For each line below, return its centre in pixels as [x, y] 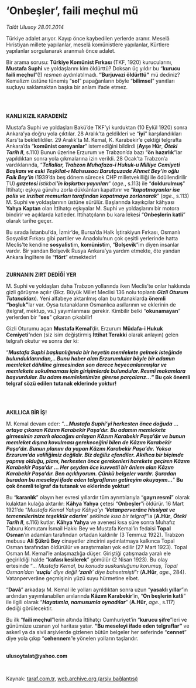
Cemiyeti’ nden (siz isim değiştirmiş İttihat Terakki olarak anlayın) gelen [92, 335]
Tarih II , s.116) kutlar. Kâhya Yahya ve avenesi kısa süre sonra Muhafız [91, 522]
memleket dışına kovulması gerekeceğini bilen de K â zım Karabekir [89, 442]
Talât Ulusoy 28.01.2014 [35, 27]
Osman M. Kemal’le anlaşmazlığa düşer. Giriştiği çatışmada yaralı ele [89, 553]
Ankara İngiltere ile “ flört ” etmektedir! [51, 257]
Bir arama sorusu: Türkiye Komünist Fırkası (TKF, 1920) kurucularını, [89, 62]
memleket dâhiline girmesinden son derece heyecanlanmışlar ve [87, 365]
